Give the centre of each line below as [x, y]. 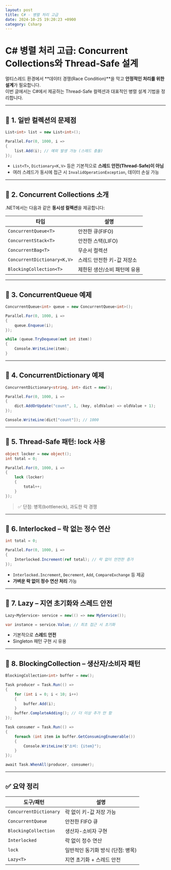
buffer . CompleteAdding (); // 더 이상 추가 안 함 [63, 713]
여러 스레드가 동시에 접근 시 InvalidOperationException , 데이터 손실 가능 [86, 172]
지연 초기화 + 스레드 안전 [93, 859]
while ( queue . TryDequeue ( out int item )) [49, 339]
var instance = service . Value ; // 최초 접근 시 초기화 [60, 625]
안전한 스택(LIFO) [98, 241]
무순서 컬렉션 [93, 251]
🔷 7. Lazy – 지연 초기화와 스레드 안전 [59, 603]
